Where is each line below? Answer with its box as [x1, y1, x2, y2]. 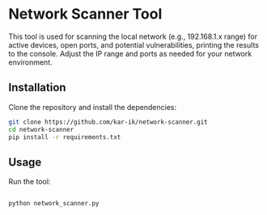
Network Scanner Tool [8, 5, 163, 23]
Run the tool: [8, 177, 51, 187]
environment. [8, 57, 53, 67]
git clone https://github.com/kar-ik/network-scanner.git [8, 118, 208, 126]
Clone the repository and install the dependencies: [8, 102, 177, 112]
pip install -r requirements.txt [8, 133, 121, 141]
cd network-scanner [8, 125, 74, 133]
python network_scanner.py [8, 200, 100, 208]
